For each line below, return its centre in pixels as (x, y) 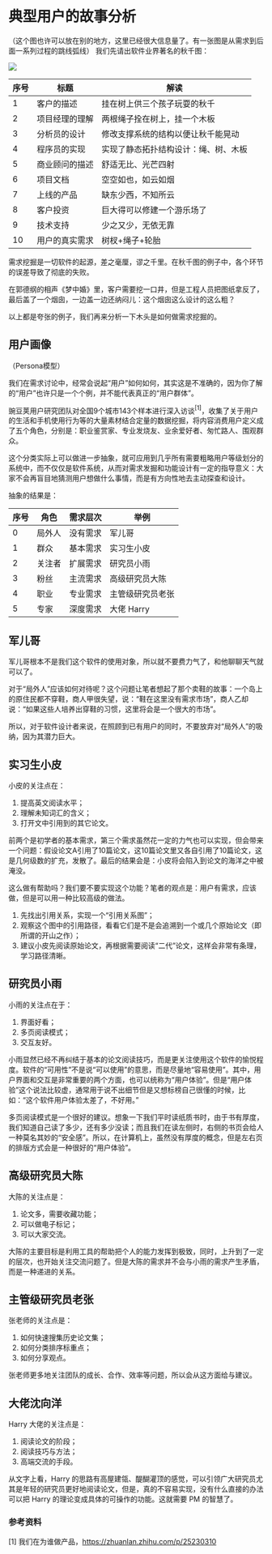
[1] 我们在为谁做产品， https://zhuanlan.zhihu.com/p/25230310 (113, 1541)
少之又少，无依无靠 (138, 225)
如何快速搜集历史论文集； (63, 1338)
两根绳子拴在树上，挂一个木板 (159, 118)
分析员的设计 (62, 134)
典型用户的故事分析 (72, 17)
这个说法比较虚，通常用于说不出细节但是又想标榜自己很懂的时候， (129, 1090)
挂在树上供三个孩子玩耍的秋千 (159, 104)
